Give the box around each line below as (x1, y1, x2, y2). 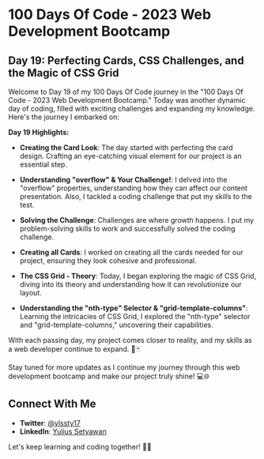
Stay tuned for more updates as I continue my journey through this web (8, 363, 240, 372)
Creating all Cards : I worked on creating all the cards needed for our (19, 247, 243, 257)
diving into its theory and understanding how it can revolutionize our (19, 280, 243, 289)
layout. (19, 288, 42, 297)
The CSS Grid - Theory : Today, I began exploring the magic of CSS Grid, (19, 271, 257, 280)
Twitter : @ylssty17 (19, 418, 81, 427)
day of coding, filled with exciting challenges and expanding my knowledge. (8, 104, 255, 113)
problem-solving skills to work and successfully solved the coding (19, 224, 236, 233)
